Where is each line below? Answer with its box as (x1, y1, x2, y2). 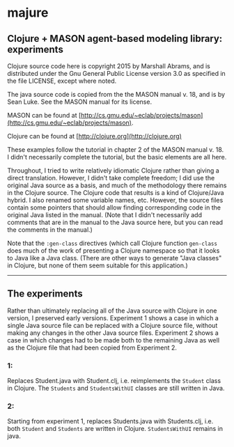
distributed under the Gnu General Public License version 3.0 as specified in (7, 70, 226, 77)
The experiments (7, 288, 83, 300)
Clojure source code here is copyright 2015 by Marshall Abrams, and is (7, 62, 210, 70)
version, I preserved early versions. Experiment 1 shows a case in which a (7, 313, 219, 322)
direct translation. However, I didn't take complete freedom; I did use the (7, 174, 215, 182)
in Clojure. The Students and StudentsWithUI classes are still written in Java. (7, 384, 225, 393)
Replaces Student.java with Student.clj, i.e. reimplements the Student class (7, 377, 221, 385)
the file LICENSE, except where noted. (7, 77, 117, 85)
